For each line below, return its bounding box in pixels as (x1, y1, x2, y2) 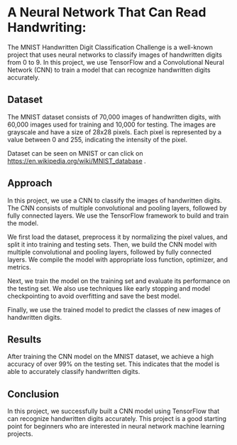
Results (7, 333, 42, 345)
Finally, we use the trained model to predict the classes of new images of (7, 305, 221, 313)
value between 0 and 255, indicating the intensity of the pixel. (7, 135, 188, 144)
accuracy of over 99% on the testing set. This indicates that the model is (7, 360, 220, 368)
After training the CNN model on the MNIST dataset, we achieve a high (7, 353, 214, 361)
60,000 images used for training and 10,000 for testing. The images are (7, 120, 216, 129)
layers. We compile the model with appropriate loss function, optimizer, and (7, 255, 228, 264)
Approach (7, 177, 53, 189)
